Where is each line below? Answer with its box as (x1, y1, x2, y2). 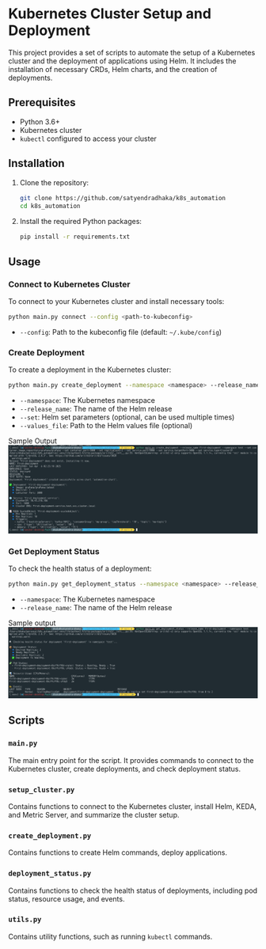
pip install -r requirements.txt (19, 233, 131, 241)
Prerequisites (8, 96, 76, 109)
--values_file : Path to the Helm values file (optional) (19, 420, 193, 430)
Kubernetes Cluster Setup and (8, 5, 212, 23)
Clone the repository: (19, 177, 89, 187)
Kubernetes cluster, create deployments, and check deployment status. (8, 764, 241, 773)
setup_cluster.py (8, 785, 75, 794)
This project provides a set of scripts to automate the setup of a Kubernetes (8, 47, 256, 57)
